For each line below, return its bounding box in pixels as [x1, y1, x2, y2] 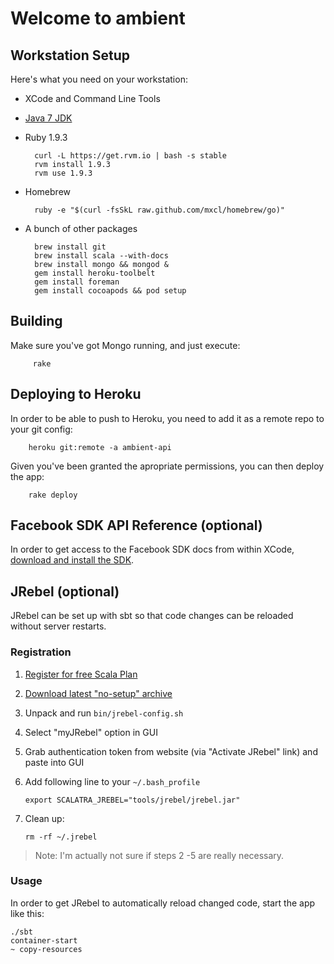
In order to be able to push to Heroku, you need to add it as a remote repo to [10, 412, 325, 424]
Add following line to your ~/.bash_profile [24, 775, 201, 787]
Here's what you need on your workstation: [10, 73, 188, 85]
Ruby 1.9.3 [24, 132, 68, 143]
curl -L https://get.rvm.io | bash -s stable [34, 151, 227, 161]
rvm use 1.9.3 [34, 168, 93, 178]
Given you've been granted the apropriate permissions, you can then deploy [10, 460, 325, 472]
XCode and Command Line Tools [24, 93, 161, 104]
